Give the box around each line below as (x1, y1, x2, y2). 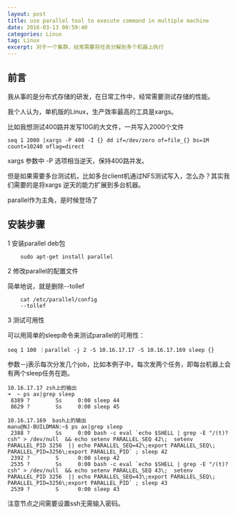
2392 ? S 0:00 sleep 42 (10, 454, 120, 461)
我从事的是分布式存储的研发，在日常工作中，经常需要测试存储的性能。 (7, 92, 214, 101)
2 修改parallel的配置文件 (7, 266, 79, 275)
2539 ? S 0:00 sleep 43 (10, 485, 120, 493)
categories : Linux (7, 30, 62, 38)
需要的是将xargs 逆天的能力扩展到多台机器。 (13, 180, 145, 189)
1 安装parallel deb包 (7, 238, 66, 247)
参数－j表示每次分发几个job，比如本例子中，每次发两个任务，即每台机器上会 (7, 360, 231, 368)
